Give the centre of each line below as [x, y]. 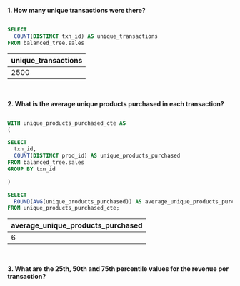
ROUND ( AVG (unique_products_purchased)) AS [78, 201]
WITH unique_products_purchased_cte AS [67, 123]
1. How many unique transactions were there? [77, 10]
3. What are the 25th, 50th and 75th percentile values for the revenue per [118, 269]
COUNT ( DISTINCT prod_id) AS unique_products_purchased [97, 156]
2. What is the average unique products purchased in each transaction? [116, 103]
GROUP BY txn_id [31, 169]
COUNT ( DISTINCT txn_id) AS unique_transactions [86, 36]
